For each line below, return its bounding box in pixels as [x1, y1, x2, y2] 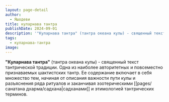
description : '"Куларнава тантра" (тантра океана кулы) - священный [5, 31, 152, 36]
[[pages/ [134, 80, 152, 86]
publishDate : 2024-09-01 [5, 26, 57, 31]
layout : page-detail [5, 7, 49, 13]
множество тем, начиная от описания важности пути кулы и [5, 75, 136, 81]
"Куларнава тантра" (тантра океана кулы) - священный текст [5, 59, 139, 65]
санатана [5, 85, 25, 91]
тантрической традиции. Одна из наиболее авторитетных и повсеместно [5, 64, 163, 70]
